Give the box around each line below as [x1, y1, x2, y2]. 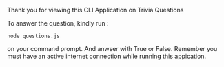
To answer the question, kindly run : [7, 19, 109, 27]
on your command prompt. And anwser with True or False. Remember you [7, 45, 218, 52]
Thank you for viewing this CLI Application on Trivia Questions [7, 6, 184, 14]
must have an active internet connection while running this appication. [7, 52, 207, 60]
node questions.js [7, 32, 60, 39]
